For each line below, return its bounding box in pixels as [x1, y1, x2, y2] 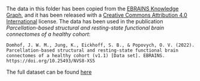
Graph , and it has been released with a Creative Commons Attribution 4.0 [6, 11, 187, 19]
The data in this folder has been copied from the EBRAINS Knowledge [6, 5, 179, 12]
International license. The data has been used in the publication [6, 18, 163, 25]
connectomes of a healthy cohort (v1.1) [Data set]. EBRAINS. [6, 53, 165, 59]
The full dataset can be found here [6, 68, 92, 76]
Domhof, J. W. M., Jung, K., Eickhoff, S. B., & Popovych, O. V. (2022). [6, 42, 195, 48]
